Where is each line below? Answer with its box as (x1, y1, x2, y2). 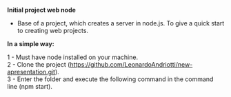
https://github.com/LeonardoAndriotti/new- (70, 61, 193, 68)
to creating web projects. (17, 27, 88, 34)
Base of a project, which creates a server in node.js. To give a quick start (17, 19, 225, 27)
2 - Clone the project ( (7, 61, 70, 68)
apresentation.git (7, 68, 56, 76)
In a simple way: (7, 40, 54, 47)
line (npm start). (7, 83, 53, 90)
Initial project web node (7, 6, 76, 14)
